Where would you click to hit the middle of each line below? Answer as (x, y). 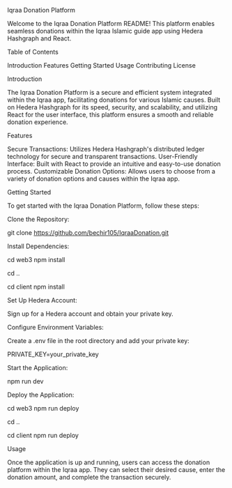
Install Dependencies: (38, 246)
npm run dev (25, 381)
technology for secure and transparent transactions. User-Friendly (102, 157)
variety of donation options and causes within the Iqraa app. (93, 178)
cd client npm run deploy (43, 435)
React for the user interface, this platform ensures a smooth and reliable (110, 115)
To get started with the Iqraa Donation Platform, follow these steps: (103, 206)
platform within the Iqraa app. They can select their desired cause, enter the (116, 470)
